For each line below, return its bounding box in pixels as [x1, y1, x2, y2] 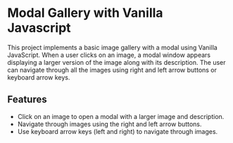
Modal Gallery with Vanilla [7, 5, 163, 21]
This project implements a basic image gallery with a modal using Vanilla [7, 43, 218, 51]
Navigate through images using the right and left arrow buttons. [17, 120, 202, 128]
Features [7, 94, 47, 106]
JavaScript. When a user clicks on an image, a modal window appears [7, 51, 211, 59]
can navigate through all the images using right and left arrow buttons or [7, 66, 217, 74]
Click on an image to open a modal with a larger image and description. [17, 112, 225, 120]
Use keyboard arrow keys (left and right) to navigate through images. [17, 127, 218, 135]
